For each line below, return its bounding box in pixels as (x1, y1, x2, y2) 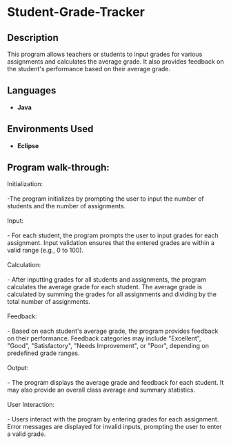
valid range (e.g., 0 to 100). (7, 246, 84, 255)
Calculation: (7, 261, 41, 269)
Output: (7, 364, 29, 372)
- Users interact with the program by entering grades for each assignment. (7, 415, 219, 424)
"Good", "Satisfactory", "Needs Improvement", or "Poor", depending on (7, 342, 209, 350)
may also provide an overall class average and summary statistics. (7, 385, 196, 394)
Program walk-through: (7, 162, 110, 174)
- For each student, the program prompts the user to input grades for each (7, 231, 219, 239)
